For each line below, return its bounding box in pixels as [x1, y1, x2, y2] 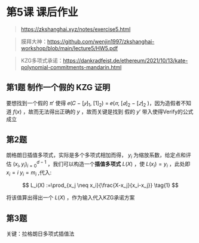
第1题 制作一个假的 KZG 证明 [6, 82, 111, 93]
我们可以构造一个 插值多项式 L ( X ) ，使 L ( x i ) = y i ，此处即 [53, 160, 191, 169]
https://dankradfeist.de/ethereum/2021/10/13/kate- [62, 57, 188, 64]
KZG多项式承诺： [20, 57, 63, 64]
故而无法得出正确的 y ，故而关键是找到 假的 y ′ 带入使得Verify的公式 [27, 108, 194, 115]
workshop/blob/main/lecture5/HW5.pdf [20, 44, 118, 51]
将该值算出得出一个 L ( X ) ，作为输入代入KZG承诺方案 [6, 194, 135, 201]
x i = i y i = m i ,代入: [6, 168, 52, 177]
